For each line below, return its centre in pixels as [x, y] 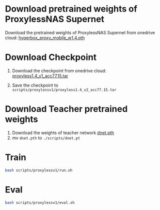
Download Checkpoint [51, 57]
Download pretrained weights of [71, 9]
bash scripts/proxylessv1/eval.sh [40, 202]
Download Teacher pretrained [66, 109]
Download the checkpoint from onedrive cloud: [59, 71]
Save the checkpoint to [35, 85]
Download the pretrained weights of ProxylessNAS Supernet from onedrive [80, 32]
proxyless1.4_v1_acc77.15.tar [40, 75]
